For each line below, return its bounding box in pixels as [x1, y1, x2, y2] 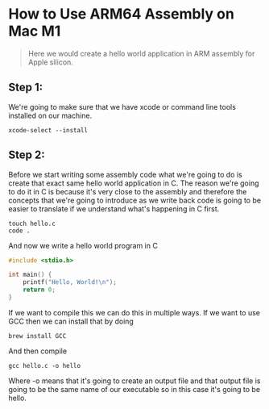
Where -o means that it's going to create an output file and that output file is [8, 376, 261, 386]
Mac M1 [8, 22, 61, 40]
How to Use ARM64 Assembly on [8, 5, 235, 23]
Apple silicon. [27, 57, 74, 67]
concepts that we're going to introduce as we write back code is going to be [8, 195, 262, 205]
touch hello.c [8, 219, 56, 227]
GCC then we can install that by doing [8, 316, 134, 326]
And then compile [8, 346, 67, 356]
